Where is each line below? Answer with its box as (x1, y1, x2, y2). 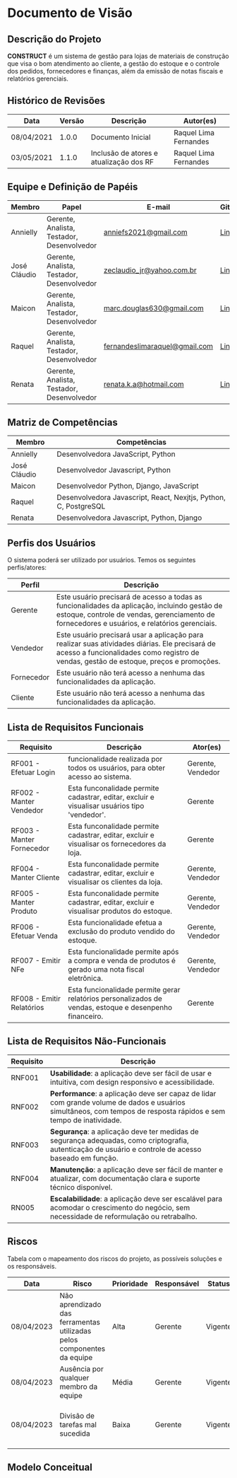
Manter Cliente (11, 873, 60, 883)
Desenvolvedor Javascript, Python (56, 465, 171, 475)
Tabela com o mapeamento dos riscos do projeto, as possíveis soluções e (7, 1254, 222, 1263)
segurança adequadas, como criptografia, (50, 1135, 189, 1145)
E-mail (147, 202, 171, 211)
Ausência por (59, 1363, 104, 1373)
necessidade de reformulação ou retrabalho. (50, 1211, 197, 1221)
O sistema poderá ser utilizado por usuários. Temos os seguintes (7, 556, 196, 564)
